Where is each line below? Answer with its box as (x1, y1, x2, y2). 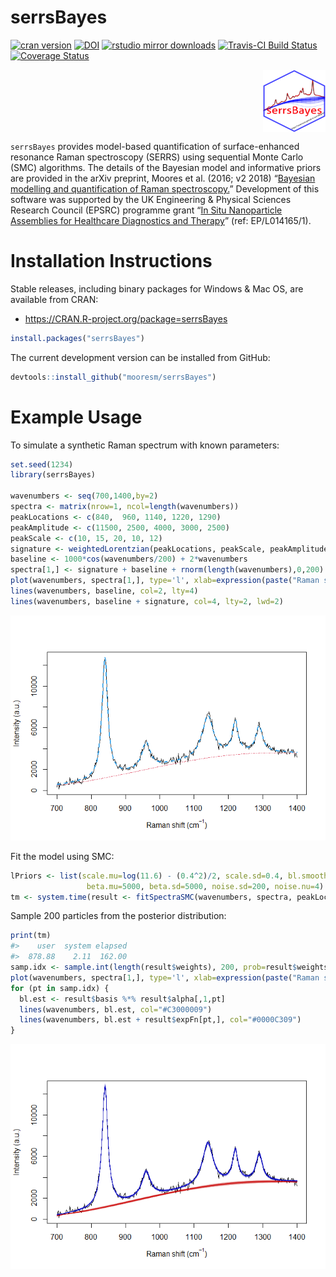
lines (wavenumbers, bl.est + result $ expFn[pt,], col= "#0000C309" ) (19, 1015, 302, 1025)
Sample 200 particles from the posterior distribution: (10, 910, 227, 922)
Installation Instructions (10, 250, 213, 273)
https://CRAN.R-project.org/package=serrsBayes (24, 312, 228, 325)
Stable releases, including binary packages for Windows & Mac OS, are (10, 282, 304, 295)
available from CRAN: (10, 293, 99, 305)
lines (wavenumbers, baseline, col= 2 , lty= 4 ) (10, 586, 199, 596)
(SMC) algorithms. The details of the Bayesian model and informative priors (10, 161, 322, 173)
